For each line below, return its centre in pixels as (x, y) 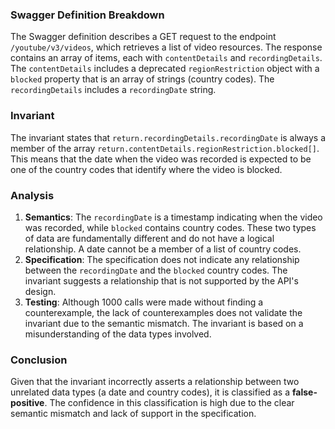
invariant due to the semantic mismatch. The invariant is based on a (164, 323)
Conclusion (39, 360)
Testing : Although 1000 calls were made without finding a (144, 302)
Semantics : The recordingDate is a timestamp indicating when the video (173, 217)
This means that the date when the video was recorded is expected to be (161, 159)
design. (40, 291)
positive (27, 403)
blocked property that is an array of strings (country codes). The (142, 79)
